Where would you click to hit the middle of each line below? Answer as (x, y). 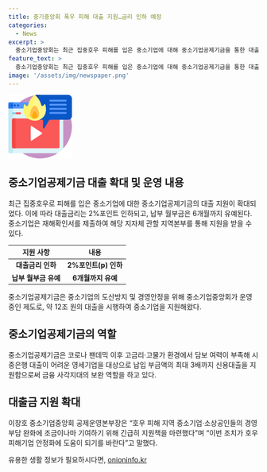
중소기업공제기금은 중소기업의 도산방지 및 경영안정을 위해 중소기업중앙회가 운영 (130, 297)
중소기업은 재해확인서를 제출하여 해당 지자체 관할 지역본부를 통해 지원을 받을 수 (130, 223)
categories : (28, 25)
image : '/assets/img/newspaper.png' (69, 75)
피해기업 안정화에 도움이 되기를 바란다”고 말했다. (83, 443)
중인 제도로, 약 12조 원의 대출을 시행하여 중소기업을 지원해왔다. (105, 307)
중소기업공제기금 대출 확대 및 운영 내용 (96, 183)
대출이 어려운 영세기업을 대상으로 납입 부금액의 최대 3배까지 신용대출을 (139, 365)
